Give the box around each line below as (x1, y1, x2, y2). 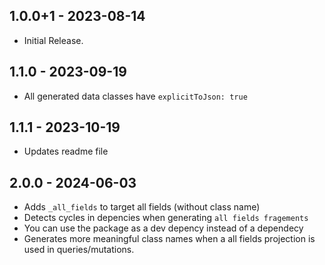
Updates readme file (23, 145, 109, 158)
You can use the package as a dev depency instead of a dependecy (23, 222, 304, 234)
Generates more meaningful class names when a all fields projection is (23, 233, 316, 245)
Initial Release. (23, 34, 84, 46)
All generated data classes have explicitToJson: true (23, 90, 248, 102)
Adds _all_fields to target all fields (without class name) (23, 201, 261, 213)
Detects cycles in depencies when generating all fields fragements (23, 212, 309, 224)
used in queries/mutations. (23, 244, 135, 256)
